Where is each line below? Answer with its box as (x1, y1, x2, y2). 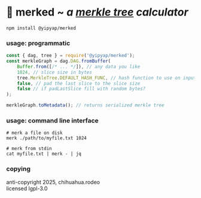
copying (6, 165, 31, 173)
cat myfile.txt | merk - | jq (6, 151, 82, 157)
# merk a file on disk (6, 130, 63, 136)
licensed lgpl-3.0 (6, 185, 48, 192)
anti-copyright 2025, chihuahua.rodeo (6, 178, 100, 185)
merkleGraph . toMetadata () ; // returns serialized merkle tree (6, 102, 165, 108)
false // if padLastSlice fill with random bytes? (17, 86, 146, 92)
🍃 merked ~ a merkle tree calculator (6, 5, 188, 19)
